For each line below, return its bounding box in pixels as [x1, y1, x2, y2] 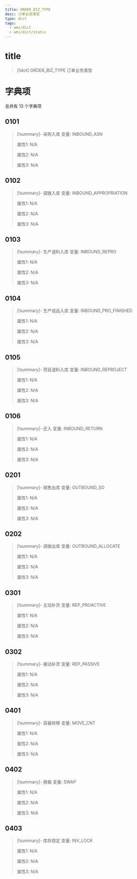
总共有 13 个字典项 [5, 103, 42, 109]
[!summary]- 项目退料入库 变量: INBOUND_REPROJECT [16, 367, 127, 372]
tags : [5, 20, 16, 26]
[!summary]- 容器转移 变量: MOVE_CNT [16, 720, 96, 726]
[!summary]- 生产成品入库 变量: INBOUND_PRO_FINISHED [16, 308, 133, 314]
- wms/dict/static [9, 30, 47, 35]
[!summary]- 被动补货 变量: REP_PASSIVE [16, 661, 100, 667]
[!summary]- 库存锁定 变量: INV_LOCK [16, 838, 93, 844]
